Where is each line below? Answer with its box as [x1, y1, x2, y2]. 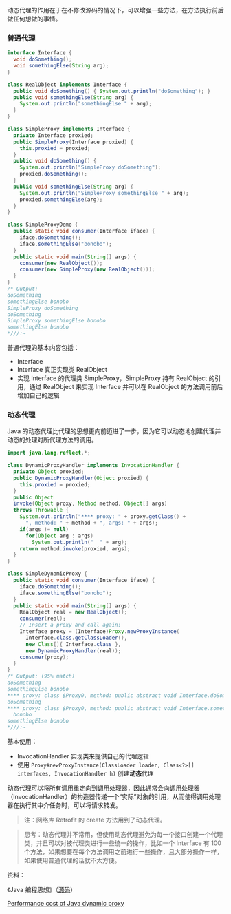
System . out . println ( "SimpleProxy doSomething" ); [19, 164, 162, 171]
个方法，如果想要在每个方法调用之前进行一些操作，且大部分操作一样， [23, 848, 223, 856]
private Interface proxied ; [13, 132, 94, 139]
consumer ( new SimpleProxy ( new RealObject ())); [19, 266, 155, 273]
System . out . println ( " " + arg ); [32, 539, 128, 546]
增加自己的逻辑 [16, 391, 60, 399]
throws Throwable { [13, 507, 69, 514]
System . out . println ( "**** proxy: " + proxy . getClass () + [19, 513, 186, 520]
